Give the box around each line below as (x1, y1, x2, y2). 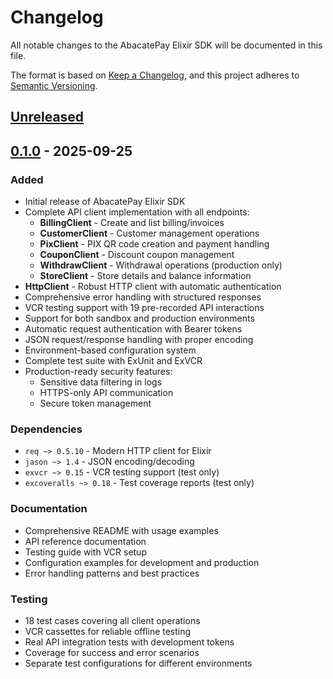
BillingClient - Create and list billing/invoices (39, 217, 225, 229)
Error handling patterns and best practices (24, 567, 200, 579)
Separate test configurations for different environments (24, 657, 253, 669)
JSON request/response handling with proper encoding (24, 334, 254, 346)
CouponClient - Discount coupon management (39, 249, 235, 261)
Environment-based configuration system (24, 344, 197, 356)
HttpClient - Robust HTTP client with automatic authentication (24, 281, 282, 293)
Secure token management (39, 397, 152, 410)
